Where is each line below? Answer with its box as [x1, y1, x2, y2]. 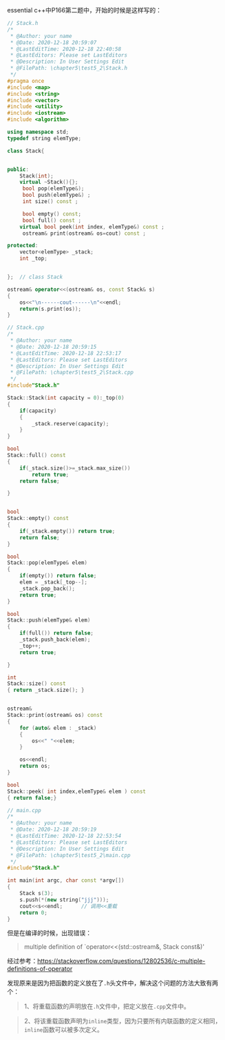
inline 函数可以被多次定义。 [23, 1025, 103, 1034]
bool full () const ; [22, 217, 81, 224]
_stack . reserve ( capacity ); [32, 420, 109, 427]
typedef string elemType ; [7, 135, 81, 142]
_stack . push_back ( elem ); [19, 636, 91, 643]
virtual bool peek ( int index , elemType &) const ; [19, 223, 165, 230]
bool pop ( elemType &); [22, 185, 85, 192]
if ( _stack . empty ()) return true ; [19, 528, 116, 535]
